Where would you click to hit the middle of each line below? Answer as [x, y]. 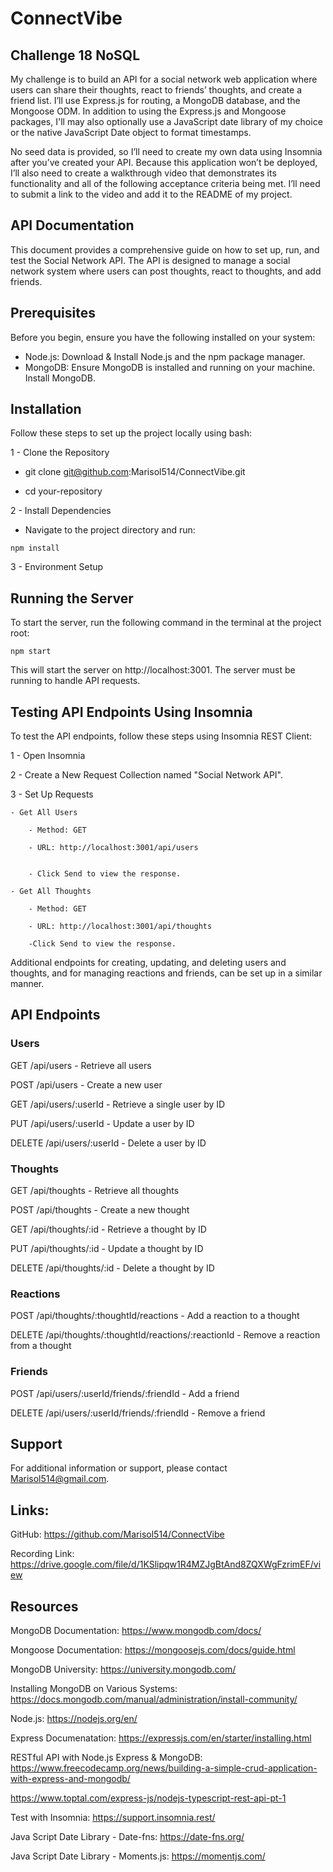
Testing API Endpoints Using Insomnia [131, 712]
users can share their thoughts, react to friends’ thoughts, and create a [156, 90]
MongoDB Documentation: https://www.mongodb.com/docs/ [136, 1631]
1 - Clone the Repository [60, 453]
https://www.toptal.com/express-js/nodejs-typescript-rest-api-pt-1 [148, 1798]
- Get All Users [44, 813]
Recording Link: [42, 1554]
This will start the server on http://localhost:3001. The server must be [153, 670]
